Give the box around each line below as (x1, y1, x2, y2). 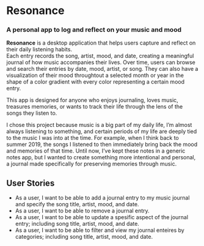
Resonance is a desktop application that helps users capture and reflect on (6, 39, 196, 46)
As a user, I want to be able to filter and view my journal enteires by (15, 226, 184, 234)
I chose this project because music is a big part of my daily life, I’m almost (6, 121, 192, 129)
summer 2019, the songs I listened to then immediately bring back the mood (6, 141, 197, 148)
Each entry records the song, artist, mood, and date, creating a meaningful (6, 52, 194, 60)
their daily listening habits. (6, 46, 72, 53)
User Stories (6, 178, 55, 188)
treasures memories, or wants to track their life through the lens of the (6, 103, 183, 110)
